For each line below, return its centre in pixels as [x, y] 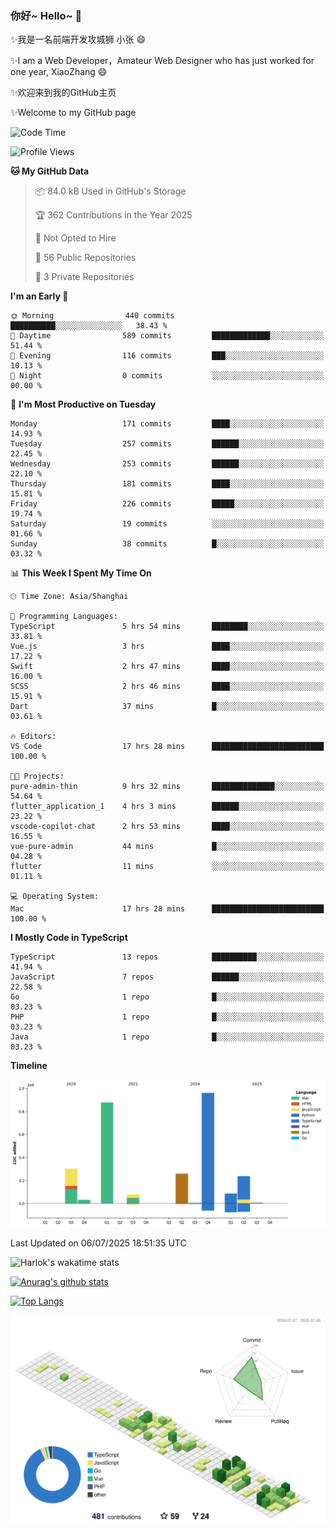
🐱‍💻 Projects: [37, 777]
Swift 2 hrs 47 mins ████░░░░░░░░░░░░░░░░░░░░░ [167, 667]
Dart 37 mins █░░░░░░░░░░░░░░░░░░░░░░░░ [167, 707]
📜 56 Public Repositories [85, 258]
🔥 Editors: [33, 737]
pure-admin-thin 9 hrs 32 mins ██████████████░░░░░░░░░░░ [167, 787]
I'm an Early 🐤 [39, 296]
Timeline [29, 1066]
